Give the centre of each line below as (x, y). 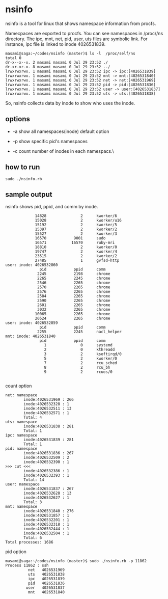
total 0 (13, 58)
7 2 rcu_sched (80, 363)
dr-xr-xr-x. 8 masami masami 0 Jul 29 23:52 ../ (58, 67)
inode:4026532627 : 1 (47, 498)
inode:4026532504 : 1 (47, 533)
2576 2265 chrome (74, 292)
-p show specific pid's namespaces (50, 141)
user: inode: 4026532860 (32, 265)
